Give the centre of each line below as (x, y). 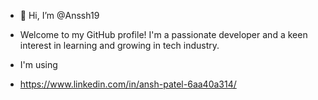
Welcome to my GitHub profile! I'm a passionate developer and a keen (163, 34)
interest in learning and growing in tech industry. (119, 45)
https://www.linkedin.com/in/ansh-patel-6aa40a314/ (128, 84)
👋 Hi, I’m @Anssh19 (59, 15)
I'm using (38, 64)
